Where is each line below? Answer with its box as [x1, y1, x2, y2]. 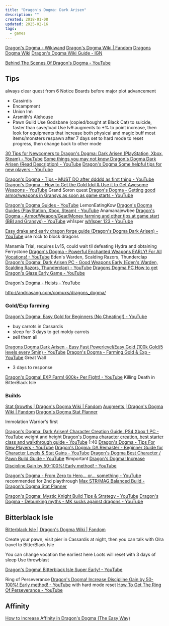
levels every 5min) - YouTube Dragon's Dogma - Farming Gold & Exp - [5, 349, 151, 355]
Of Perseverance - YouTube [5, 587, 63, 593]
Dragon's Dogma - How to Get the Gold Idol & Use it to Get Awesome [5, 181, 148, 187]
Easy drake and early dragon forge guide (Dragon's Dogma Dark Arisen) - [5, 228, 158, 234]
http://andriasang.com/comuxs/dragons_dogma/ [5, 289, 106, 295]
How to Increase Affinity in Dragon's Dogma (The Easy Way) [5, 615, 131, 621]
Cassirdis [12, 97, 32, 103]
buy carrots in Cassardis [12, 324, 63, 330]
